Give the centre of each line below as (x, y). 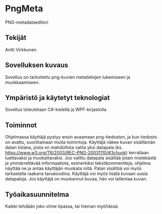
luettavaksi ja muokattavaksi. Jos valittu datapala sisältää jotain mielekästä (81, 158)
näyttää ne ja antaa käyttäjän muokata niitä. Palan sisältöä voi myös (73, 169)
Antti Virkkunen (21, 49)
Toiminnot (21, 125)
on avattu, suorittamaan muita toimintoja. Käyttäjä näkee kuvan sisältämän (80, 142)
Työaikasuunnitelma (37, 195)
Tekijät (16, 38)
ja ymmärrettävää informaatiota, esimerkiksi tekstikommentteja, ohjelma (78, 163)
